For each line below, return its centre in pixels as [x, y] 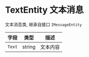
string [29, 47]
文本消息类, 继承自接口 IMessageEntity [44, 24]
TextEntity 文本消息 [44, 10]
